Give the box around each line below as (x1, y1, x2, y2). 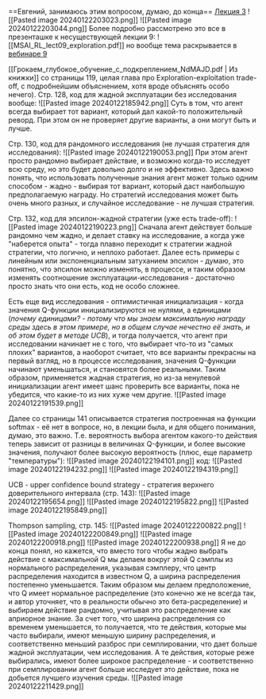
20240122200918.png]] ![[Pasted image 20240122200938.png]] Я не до (8, 537, 246, 547)
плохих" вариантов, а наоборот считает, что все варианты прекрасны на (8, 348, 256, 357)
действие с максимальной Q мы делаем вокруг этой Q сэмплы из (8, 555, 233, 564)
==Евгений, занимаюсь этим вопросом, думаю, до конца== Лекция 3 (8, 7, 246, 16)
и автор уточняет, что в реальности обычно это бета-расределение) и (8, 597, 248, 606)
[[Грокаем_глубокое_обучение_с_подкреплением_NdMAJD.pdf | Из (8, 64, 238, 74)
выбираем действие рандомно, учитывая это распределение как (8, 605, 232, 615)
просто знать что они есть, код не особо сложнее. (8, 282, 180, 291)
